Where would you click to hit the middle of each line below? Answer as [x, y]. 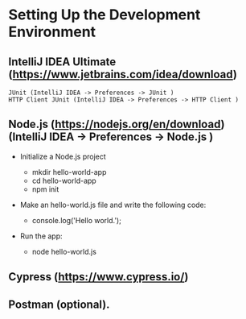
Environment [52, 32]
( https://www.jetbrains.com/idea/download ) [123, 74]
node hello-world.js [64, 251]
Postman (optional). [59, 304]
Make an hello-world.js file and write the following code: [113, 205]
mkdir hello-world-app [69, 172]
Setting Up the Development [105, 15]
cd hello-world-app [64, 180]
